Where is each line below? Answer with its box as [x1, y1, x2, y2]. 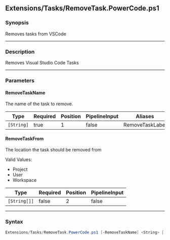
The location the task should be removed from [5, 147, 102, 153]
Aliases [136, 113, 154, 120]
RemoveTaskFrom [5, 135, 44, 141]
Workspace [12, 177, 37, 183]
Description [5, 48, 35, 55]
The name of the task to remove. [5, 101, 73, 107]
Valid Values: [5, 156, 32, 163]
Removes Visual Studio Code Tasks [5, 59, 79, 65]
